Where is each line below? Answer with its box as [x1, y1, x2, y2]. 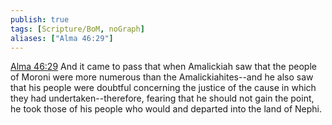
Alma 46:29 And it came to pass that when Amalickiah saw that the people [10, 61, 317, 73]
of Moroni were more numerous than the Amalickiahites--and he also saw [10, 71, 314, 83]
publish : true [10, 14, 70, 25]
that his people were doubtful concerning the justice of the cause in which [10, 82, 317, 94]
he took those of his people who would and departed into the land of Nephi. [10, 103, 322, 115]
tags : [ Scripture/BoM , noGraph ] [10, 24, 145, 34]
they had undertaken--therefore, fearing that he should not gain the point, [10, 92, 315, 105]
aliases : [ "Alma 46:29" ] [10, 33, 114, 43]
